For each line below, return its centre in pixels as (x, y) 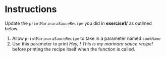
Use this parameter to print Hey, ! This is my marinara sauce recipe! (82, 43)
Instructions (31, 9)
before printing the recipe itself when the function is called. (73, 49)
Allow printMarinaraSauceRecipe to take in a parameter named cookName (86, 38)
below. (12, 28)
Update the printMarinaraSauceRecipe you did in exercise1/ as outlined (78, 23)
